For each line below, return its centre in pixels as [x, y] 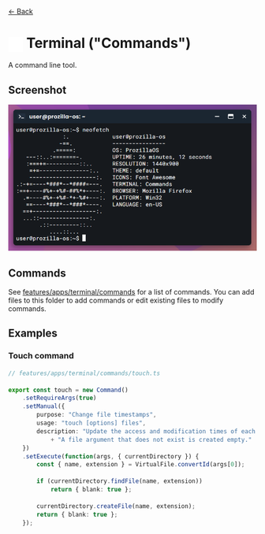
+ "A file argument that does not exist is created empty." [151, 439]
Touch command [41, 356]
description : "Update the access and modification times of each [146, 431]
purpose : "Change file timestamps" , [97, 415]
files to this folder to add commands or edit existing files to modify [116, 300]
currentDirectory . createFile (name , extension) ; [116, 506]
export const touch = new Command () [68, 390]
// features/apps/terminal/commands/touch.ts [84, 373]
